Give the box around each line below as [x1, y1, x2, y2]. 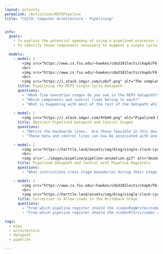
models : [9, 52, 25, 57]
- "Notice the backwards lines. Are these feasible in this [22, 129, 149, 134]
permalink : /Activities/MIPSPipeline [4, 12, 81, 17]
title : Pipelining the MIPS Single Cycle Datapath [17, 84, 123, 88]
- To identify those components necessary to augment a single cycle [13, 43, 158, 48]
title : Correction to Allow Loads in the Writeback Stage [17, 196, 138, 202]
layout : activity [4, 7, 40, 12]
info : [4, 29, 16, 34]
